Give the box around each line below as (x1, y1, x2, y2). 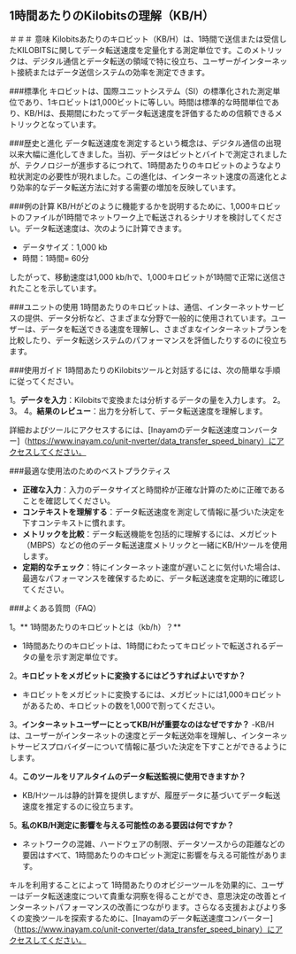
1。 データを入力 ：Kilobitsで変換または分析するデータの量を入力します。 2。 (9, 394, 285, 405)
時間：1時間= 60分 (21, 252, 90, 263)
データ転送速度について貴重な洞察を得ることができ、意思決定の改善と (24, 890, 280, 901)
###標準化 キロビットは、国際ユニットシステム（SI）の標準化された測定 (9, 85, 273, 96)
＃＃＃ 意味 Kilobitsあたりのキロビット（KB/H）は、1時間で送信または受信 (9, 34, 280, 44)
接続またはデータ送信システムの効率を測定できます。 (16, 66, 210, 77)
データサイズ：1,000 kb (21, 242, 108, 252)
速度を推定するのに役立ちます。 (21, 801, 139, 811)
